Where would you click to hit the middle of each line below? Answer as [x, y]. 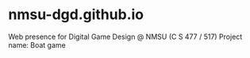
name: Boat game [37, 44]
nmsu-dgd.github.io [76, 15]
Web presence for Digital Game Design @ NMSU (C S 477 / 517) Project [125, 37]
